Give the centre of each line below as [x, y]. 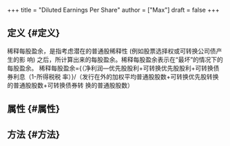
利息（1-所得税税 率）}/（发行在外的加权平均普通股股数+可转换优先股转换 [116, 76]
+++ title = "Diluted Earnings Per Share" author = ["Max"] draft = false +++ [113, 10]
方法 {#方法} [34, 134]
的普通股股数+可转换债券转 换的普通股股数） [71, 85]
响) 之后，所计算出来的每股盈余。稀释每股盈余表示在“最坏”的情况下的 [125, 59]
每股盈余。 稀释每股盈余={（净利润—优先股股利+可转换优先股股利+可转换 [110, 68]
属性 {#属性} [34, 109]
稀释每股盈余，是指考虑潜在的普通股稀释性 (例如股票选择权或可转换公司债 [112, 51]
